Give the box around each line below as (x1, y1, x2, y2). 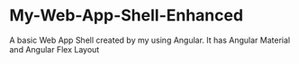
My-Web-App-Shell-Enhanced (9, 5, 244, 26)
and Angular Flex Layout (9, 44, 100, 54)
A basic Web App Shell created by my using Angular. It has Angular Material (9, 35, 291, 45)
